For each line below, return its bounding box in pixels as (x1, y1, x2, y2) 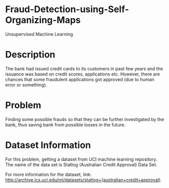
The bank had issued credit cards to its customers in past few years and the (5, 65, 163, 71)
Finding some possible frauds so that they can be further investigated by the (5, 116, 164, 122)
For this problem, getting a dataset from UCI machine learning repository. (5, 156, 157, 162)
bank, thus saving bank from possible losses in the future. (5, 122, 126, 128)
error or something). (5, 82, 47, 88)
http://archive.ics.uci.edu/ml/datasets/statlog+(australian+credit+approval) (5, 176, 161, 183)
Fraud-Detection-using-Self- (5, 4, 130, 15)
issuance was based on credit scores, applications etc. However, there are (5, 71, 160, 77)
